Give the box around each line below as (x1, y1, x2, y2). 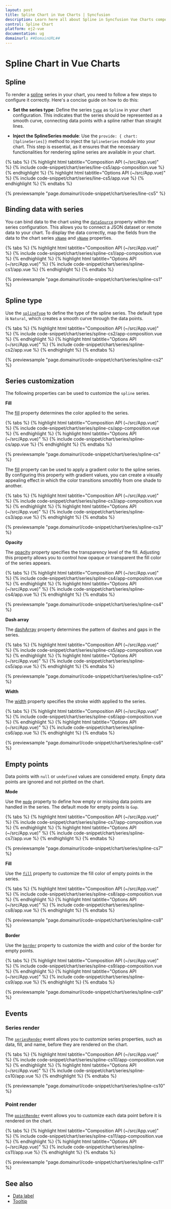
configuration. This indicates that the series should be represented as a (12, 112, 163, 118)
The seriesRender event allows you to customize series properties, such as (5, 1036, 162, 1042)
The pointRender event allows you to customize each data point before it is (5, 1112, 162, 1118)
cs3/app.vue (5, 514, 32, 521)
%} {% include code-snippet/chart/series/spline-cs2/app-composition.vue (5, 330, 162, 336)
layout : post (5, 7, 33, 13)
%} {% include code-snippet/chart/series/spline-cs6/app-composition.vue (5, 713, 162, 720)
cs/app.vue (5, 441, 29, 448)
